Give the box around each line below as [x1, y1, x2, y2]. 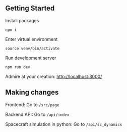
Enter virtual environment [5, 36, 58, 42]
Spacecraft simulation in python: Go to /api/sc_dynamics [5, 121, 122, 127]
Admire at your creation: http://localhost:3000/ [5, 73, 102, 79]
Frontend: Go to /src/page [5, 101, 59, 108]
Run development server [5, 55, 56, 61]
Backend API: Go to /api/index [5, 111, 70, 117]
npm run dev [5, 64, 30, 70]
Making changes [5, 88, 59, 97]
